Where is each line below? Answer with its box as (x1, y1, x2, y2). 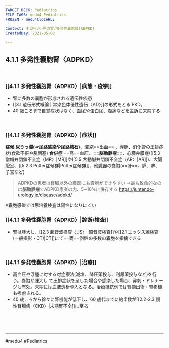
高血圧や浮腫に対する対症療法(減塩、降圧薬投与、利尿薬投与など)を (12, 271, 153, 277)
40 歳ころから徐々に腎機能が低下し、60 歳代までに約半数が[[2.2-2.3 (12, 296, 155, 302)
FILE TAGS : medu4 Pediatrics (5, 12, 66, 17)
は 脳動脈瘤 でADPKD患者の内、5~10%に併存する (17, 186, 118, 192)
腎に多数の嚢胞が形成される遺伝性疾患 (12, 95, 92, 101)
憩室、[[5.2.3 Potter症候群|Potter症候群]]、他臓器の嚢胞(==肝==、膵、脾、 (5, 163, 160, 169)
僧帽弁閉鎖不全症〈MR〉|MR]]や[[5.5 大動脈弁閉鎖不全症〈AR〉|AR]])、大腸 (5, 156, 162, 162)
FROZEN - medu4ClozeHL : (5, 17, 55, 22)
